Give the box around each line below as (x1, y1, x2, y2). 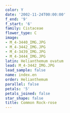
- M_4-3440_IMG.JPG (5, 40, 46, 45)
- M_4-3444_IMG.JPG (5, 53, 46, 59)
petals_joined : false (5, 91, 50, 96)
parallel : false (5, 81, 39, 86)
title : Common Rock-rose (5, 100, 57, 105)
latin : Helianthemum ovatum (5, 58, 64, 63)
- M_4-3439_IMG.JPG (5, 49, 46, 54)
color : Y (5, 7, 23, 12)
